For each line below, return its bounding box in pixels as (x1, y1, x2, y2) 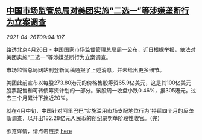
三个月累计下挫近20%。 (11, 94, 71, 101)
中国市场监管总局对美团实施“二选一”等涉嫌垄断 (6, 5, 181, 16)
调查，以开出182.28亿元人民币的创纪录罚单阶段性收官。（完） (11, 114, 163, 122)
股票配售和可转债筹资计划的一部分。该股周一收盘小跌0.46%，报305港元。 (6, 86, 191, 94)
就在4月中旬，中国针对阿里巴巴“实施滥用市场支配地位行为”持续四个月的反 (6, 107, 189, 114)
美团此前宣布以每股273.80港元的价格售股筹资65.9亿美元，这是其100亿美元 (6, 79, 192, 86)
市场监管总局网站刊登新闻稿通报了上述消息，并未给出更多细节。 (6, 66, 165, 74)
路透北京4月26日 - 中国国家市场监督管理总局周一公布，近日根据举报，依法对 (6, 46, 196, 53)
